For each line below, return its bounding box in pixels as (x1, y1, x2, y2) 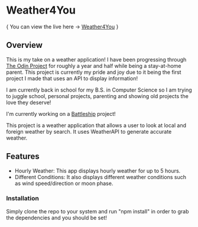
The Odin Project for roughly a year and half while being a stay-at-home (6, 62, 181, 69)
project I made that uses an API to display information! (6, 74, 138, 82)
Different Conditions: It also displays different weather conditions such (14, 173, 186, 180)
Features (6, 151, 40, 161)
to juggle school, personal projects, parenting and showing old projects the (6, 92, 189, 99)
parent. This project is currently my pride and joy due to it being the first (6, 69, 181, 76)
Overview (6, 40, 43, 50)
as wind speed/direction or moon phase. (14, 180, 113, 187)
